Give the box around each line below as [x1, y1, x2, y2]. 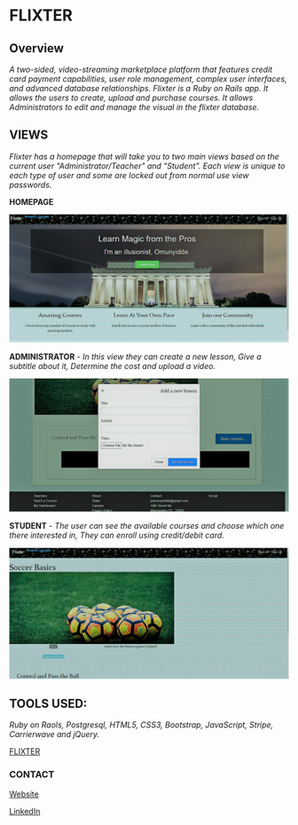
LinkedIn [9, 805, 41, 816]
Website [9, 789, 40, 799]
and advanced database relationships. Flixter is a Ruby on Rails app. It [9, 83, 269, 93]
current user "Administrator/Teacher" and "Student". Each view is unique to [9, 161, 286, 171]
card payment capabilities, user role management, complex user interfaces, [9, 74, 287, 84]
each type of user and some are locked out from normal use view [9, 169, 250, 180]
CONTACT [9, 768, 55, 781]
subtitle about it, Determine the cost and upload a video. [9, 360, 216, 371]
